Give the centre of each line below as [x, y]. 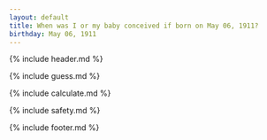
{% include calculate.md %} [60, 93]
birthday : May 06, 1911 [53, 34]
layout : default [39, 17]
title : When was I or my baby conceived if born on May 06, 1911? [134, 26]
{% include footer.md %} [54, 128]
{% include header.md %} [56, 59]
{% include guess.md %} [54, 76]
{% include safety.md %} [55, 111]
